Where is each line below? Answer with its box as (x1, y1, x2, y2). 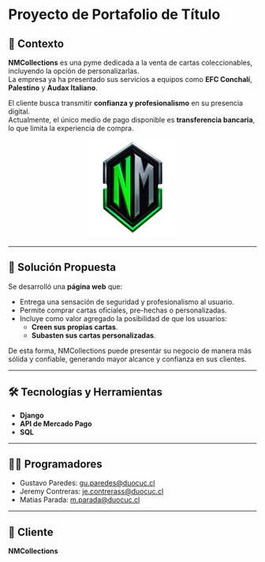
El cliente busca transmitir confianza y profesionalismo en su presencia (8, 99, 243, 107)
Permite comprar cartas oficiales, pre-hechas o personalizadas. (19, 305, 227, 315)
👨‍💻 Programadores (8, 458, 103, 471)
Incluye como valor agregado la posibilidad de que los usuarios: (19, 313, 227, 323)
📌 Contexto (8, 37, 65, 51)
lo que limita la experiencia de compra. (8, 124, 134, 133)
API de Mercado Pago (19, 418, 92, 428)
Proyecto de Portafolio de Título (8, 6, 221, 24)
